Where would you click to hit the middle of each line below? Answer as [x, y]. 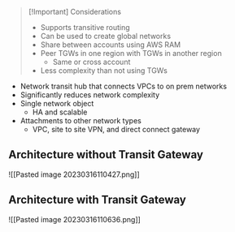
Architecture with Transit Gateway [98, 200]
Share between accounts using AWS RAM [111, 45]
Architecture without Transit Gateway [106, 155]
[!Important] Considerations [75, 12]
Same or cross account [91, 62]
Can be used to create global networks [106, 36]
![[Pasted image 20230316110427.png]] [74, 174]
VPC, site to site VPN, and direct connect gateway [116, 129]
